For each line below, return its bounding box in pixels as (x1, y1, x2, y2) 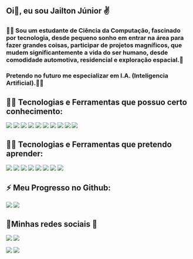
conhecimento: (6, 106, 63, 116)
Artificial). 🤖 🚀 (6, 79, 44, 88)
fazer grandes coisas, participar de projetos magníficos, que (6, 41, 182, 49)
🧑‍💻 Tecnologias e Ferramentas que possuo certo (6, 97, 188, 107)
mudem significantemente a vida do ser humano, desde (6, 49, 168, 57)
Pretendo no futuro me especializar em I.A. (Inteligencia (6, 72, 168, 80)
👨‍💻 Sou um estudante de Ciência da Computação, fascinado (6, 26, 181, 35)
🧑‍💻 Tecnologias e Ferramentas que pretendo (6, 140, 172, 150)
